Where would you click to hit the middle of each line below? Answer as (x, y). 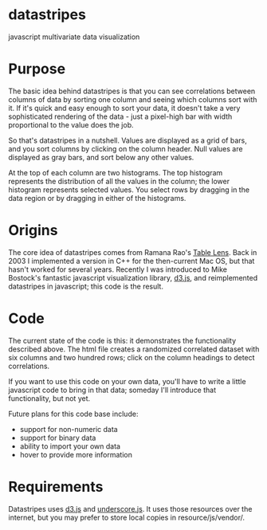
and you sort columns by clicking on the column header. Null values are (126, 148)
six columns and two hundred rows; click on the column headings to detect (132, 357)
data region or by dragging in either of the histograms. (97, 198)
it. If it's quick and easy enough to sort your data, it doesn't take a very (124, 108)
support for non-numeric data (69, 429)
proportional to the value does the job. (71, 124)
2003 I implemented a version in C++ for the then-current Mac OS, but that (132, 261)
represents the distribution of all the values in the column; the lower (119, 181)
